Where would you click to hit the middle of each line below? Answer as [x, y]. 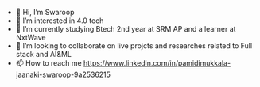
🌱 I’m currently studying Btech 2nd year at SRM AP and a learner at [126, 29]
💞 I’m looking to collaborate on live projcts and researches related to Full [134, 46]
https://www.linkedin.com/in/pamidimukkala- [157, 63]
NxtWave [31, 37]
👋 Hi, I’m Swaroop [45, 12]
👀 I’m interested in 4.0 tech [60, 21]
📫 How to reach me [49, 63]
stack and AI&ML [43, 54]
